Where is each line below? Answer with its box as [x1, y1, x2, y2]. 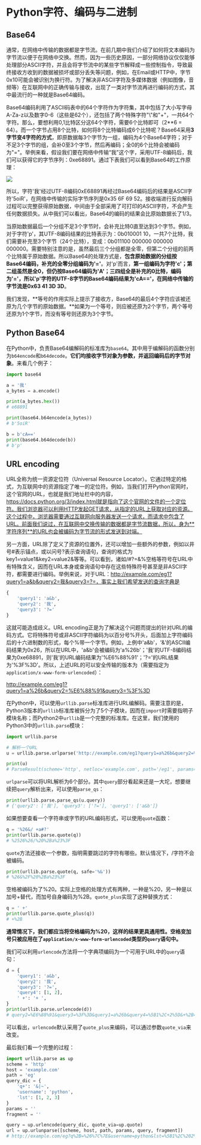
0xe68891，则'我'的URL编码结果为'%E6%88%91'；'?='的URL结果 [16, 653, 179, 661]
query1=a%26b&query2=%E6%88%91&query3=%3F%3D [6, 687, 151, 694]
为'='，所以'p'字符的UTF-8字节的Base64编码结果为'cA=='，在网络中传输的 [6, 275, 194, 282]
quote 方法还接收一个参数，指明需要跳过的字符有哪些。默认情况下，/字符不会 [6, 849, 194, 856]
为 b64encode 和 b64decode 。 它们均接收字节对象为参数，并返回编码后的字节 [6, 352, 185, 359]
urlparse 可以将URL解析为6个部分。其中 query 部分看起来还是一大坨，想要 [6, 778, 186, 785]
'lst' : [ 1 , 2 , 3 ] [17, 1094, 60, 1101]
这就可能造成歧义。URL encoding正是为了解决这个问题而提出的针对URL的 [6, 623, 188, 631]
